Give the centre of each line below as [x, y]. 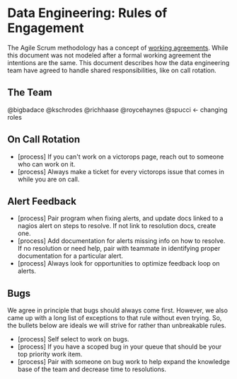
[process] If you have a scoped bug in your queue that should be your [119, 347]
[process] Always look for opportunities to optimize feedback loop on [119, 264]
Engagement [46, 28]
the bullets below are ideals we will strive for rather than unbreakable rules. [117, 326]
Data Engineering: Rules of [87, 13]
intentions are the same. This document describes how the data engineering [118, 62]
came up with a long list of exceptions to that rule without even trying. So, [115, 318]
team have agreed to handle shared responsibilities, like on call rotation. [112, 70]
